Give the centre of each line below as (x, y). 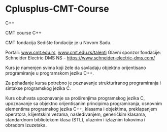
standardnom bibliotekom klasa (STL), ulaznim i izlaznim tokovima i (75, 119)
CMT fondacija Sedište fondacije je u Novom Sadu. (58, 42)
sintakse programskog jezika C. (38, 88)
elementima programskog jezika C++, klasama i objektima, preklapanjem (81, 109)
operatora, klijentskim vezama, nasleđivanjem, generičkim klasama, (76, 114)
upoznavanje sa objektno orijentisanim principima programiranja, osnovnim (84, 103)
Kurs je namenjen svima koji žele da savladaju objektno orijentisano (76, 68)
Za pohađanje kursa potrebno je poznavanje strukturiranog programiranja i (83, 83)
